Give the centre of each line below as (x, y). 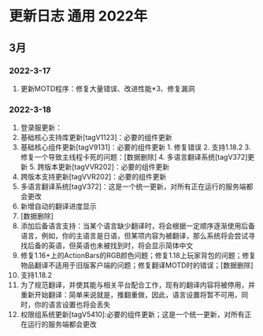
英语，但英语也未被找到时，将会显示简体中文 (120, 246)
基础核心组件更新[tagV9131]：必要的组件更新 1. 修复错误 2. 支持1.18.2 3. (135, 147)
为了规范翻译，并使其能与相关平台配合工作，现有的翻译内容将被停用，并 (137, 285)
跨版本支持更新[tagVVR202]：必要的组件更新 (93, 177)
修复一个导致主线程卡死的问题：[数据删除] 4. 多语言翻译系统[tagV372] (134, 157)
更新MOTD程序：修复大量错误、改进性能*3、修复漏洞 (107, 88)
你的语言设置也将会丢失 (72, 305)
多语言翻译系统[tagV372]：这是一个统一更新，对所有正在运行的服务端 (133, 186)
